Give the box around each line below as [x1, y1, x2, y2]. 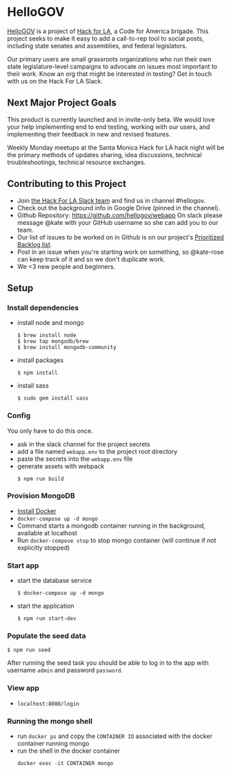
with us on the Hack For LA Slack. [7, 77, 103, 85]
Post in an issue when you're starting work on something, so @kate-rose [17, 248, 224, 256]
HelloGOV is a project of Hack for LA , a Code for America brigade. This [7, 27, 209, 35]
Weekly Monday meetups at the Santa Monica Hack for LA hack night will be [7, 143, 225, 152]
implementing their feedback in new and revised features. [7, 130, 171, 138]
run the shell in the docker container [17, 746, 121, 755]
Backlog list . [17, 240, 52, 248]
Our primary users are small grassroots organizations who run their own [7, 54, 212, 63]
